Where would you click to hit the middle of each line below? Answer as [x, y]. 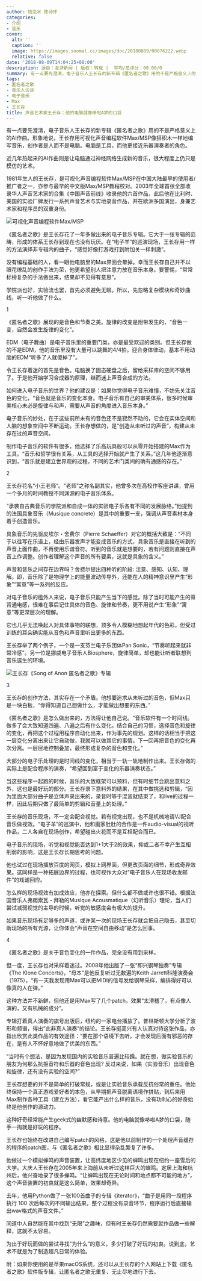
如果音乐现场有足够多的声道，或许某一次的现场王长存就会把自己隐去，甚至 [98, 921]
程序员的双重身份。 [46, 209]
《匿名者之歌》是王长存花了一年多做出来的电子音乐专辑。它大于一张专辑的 [98, 234]
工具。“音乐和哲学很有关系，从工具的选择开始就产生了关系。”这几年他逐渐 [97, 454]
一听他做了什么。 [43, 298]
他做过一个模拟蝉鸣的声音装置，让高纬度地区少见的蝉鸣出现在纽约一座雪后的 [101, 1161]
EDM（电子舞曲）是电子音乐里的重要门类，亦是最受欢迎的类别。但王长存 [96, 342]
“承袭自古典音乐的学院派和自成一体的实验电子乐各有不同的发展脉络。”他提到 [99, 506]
